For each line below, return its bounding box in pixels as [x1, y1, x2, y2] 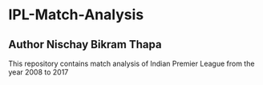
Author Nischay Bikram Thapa [8, 38, 162, 51]
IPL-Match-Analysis [8, 6, 144, 24]
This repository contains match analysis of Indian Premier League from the [8, 59, 255, 68]
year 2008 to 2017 [8, 67, 69, 77]
